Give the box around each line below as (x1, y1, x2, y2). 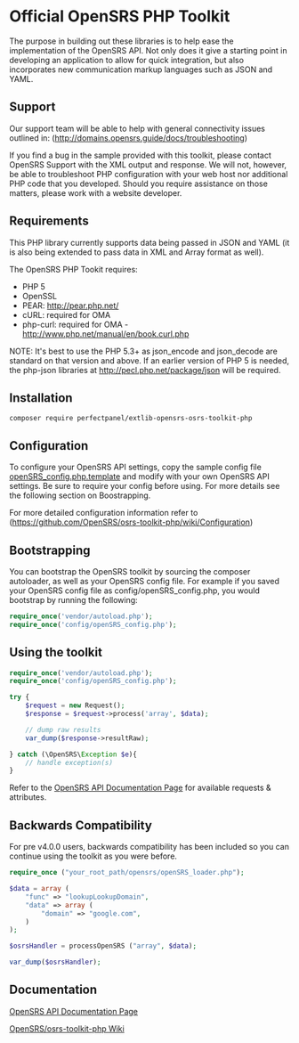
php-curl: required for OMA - (21, 319, 129, 330)
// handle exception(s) (25, 758, 114, 767)
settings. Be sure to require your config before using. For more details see (9, 481, 280, 492)
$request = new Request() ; (25, 701, 125, 710)
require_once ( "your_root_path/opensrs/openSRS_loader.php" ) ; (9, 868, 245, 877)
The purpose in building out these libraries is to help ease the (9, 36, 234, 46)
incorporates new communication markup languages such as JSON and (9, 64, 273, 75)
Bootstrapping (9, 542, 91, 558)
